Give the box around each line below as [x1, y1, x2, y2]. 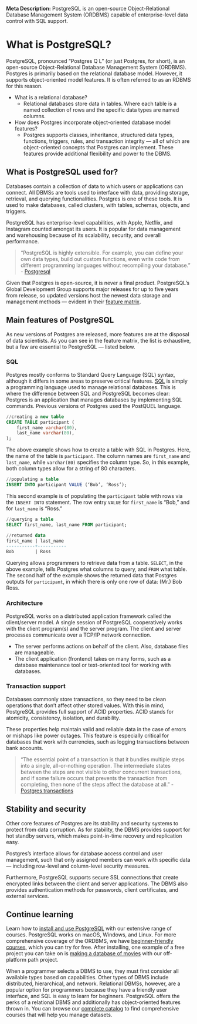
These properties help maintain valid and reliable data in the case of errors [6, 725, 186, 732]
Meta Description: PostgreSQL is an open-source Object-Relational [6, 5, 170, 12]
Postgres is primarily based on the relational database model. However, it [6, 70, 183, 77]
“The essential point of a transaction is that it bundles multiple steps [20, 755, 185, 763]
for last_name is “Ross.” [6, 505, 63, 512]
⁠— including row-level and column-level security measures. [6, 862, 150, 869]
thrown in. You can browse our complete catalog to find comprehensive [6, 1005, 179, 1012]
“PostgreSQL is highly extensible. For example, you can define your [20, 249, 184, 256]
